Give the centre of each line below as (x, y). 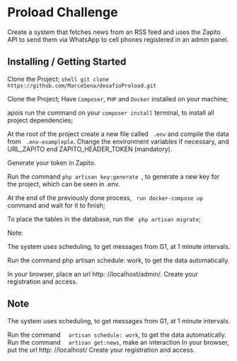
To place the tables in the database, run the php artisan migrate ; (104, 219)
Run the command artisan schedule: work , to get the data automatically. (117, 335)
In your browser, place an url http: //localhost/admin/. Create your (103, 274)
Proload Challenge (63, 12)
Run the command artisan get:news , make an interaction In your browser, (118, 342)
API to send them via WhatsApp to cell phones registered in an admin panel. (118, 39)
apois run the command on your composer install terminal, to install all (111, 112)
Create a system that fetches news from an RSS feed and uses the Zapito (114, 32)
